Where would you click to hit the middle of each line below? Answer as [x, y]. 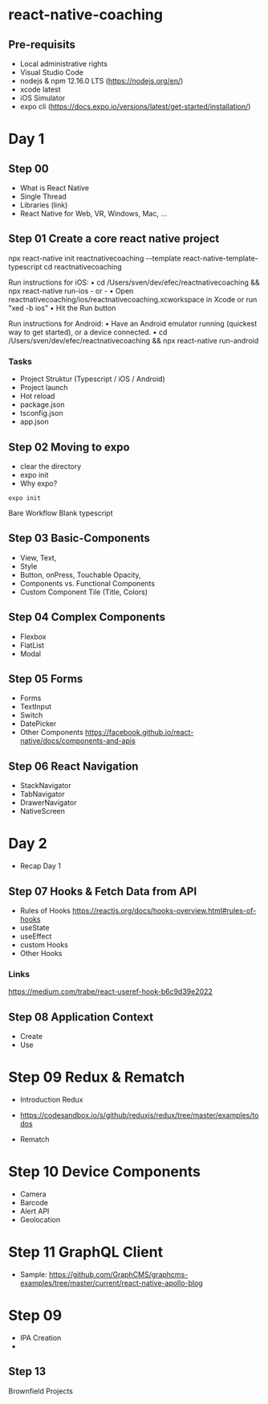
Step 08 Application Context [81, 1017]
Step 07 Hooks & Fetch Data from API [103, 891]
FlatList [32, 645]
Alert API [35, 1211]
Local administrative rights [64, 64]
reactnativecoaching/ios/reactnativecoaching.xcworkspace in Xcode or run [133, 299]
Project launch [44, 388]
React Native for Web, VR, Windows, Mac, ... [93, 213]
